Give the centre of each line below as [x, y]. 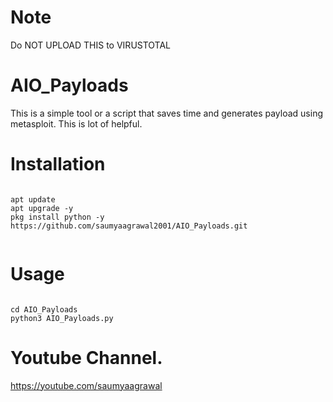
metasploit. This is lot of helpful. [76, 123]
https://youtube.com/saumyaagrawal [86, 385]
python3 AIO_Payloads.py [62, 318]
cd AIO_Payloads [44, 309]
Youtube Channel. [86, 357]
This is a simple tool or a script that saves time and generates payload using [166, 113]
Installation [58, 164]
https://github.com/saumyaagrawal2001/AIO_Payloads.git [129, 226]
